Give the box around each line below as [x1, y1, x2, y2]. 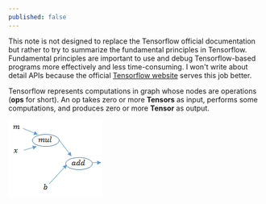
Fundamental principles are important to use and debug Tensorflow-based [8, 53, 256, 63]
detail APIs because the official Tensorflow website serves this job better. [8, 70, 252, 80]
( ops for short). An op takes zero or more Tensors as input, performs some [8, 94, 258, 104]
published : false [8, 13, 67, 21]
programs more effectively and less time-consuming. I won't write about [8, 61, 248, 72]
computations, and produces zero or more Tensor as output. [8, 103, 210, 113]
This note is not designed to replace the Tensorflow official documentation [8, 36, 256, 46]
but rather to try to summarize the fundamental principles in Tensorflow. [8, 44, 247, 54]
